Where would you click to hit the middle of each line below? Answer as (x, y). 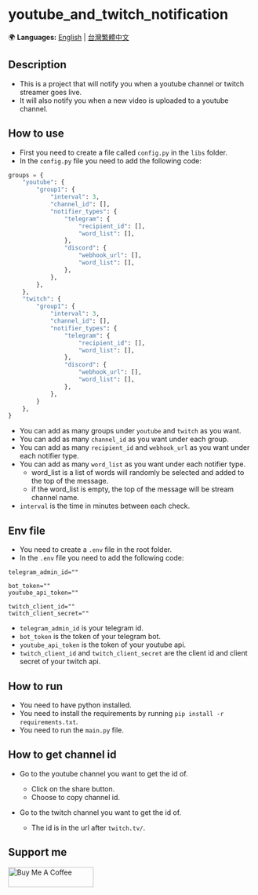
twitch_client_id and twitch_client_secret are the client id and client (134, 653)
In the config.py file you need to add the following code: (111, 161)
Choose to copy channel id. (75, 797)
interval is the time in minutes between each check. (105, 506)
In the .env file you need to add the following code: (102, 558)
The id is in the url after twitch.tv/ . (88, 827)
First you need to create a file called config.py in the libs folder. (124, 152)
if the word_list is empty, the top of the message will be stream (132, 489)
